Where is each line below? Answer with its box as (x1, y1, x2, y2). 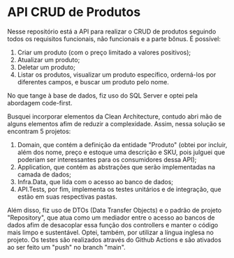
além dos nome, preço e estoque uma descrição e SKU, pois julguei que (17, 148, 226, 156)
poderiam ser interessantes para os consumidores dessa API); (17, 155, 197, 164)
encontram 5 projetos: (7, 127, 71, 135)
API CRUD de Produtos (7, 4, 141, 20)
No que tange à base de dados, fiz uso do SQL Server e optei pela (7, 91, 198, 100)
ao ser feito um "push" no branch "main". (7, 243, 126, 251)
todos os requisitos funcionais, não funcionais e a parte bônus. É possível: (7, 34, 221, 43)
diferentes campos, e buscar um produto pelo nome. (17, 77, 169, 86)
